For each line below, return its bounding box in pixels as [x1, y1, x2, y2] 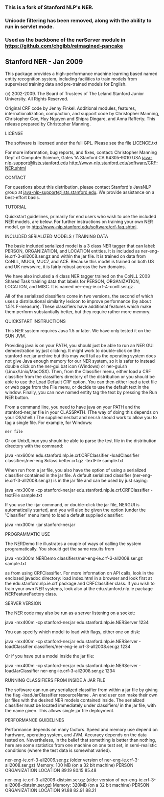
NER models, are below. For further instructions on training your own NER [5, 219, 153, 224]
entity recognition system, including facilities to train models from [5, 75, 137, 82]
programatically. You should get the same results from [5, 546, 115, 551]
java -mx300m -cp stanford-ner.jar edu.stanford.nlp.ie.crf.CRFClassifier [5, 487, 150, 493]
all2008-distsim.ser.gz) [5, 782, 52, 788]
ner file [5, 429, 23, 434]
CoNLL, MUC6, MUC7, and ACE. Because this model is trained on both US [5, 258, 154, 264]
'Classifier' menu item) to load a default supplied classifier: [5, 512, 124, 518]
